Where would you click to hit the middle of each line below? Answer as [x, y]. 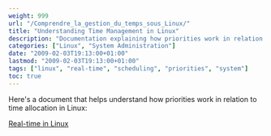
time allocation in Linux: [48, 108]
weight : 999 [28, 16]
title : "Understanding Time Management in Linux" [94, 31]
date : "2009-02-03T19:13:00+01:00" [69, 53]
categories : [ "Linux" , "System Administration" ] [92, 46]
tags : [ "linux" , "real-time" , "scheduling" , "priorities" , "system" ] [129, 69]
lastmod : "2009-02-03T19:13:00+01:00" [74, 62]
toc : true [25, 76]
